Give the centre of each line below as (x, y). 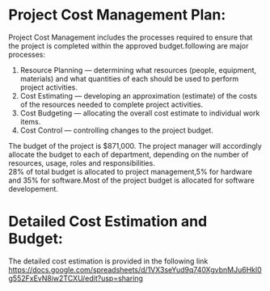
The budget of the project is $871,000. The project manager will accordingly (135, 145)
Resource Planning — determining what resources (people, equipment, (138, 70)
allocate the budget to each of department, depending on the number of (129, 154)
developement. (34, 188)
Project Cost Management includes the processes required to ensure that (131, 37)
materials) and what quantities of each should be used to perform (129, 78)
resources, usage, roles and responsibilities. (82, 162)
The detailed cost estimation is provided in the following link (108, 261)
